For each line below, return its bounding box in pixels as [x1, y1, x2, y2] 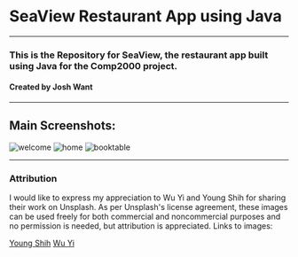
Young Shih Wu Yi [9, 238, 75, 249]
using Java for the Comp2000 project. [9, 59, 178, 72]
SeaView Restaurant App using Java [9, 6, 282, 27]
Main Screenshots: [9, 118, 116, 134]
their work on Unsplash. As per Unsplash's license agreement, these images [9, 202, 288, 213]
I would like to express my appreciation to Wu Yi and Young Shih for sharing [9, 192, 286, 203]
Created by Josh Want [9, 82, 93, 92]
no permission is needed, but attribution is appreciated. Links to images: [9, 221, 273, 231]
